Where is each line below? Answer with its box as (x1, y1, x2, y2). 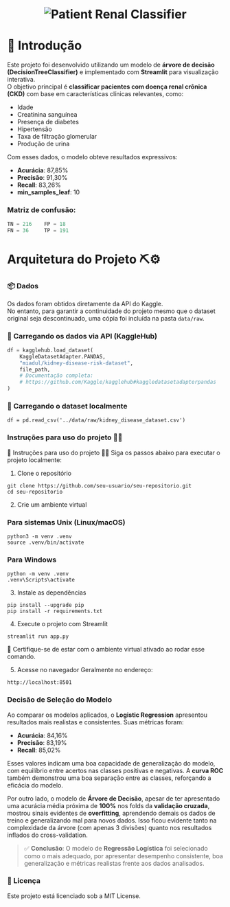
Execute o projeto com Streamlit (16, 620, 108, 628)
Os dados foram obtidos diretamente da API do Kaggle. (7, 299, 163, 308)
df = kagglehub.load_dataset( (7, 347, 94, 354)
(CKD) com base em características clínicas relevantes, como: (7, 90, 184, 98)
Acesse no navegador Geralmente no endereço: (16, 666, 153, 674)
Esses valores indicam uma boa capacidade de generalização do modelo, (7, 759, 216, 767)
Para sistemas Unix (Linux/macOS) (7, 517, 126, 527)
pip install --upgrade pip (7, 602, 84, 609)
